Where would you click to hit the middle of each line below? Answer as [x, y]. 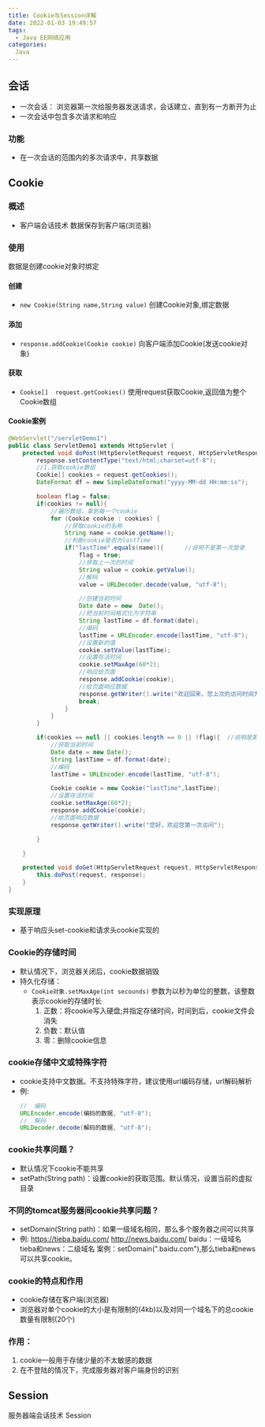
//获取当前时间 [71, 745]
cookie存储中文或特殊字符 [58, 1063]
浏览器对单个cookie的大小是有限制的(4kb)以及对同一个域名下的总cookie [136, 1310]
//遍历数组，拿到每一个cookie [94, 511]
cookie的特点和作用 [46, 1280]
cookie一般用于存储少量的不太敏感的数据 [86, 1360]
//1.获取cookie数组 [66, 468]
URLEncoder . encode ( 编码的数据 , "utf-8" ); [86, 1113]
